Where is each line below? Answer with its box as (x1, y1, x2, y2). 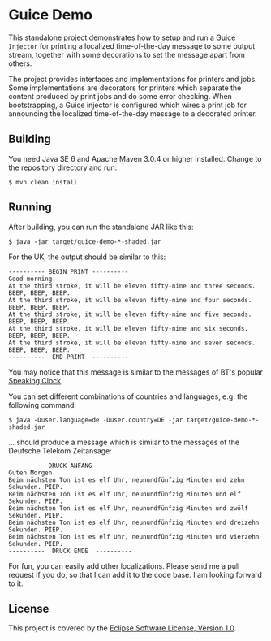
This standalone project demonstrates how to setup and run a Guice (8, 32, 236, 42)
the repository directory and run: (8, 162, 118, 172)
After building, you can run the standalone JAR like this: (8, 222, 194, 232)
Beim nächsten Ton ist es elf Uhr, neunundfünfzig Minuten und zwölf (8, 504, 249, 513)
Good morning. (8, 275, 57, 283)
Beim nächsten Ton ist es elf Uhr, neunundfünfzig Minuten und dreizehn (8, 518, 260, 526)
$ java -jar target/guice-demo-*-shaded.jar (8, 237, 161, 245)
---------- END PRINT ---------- (8, 353, 129, 361)
